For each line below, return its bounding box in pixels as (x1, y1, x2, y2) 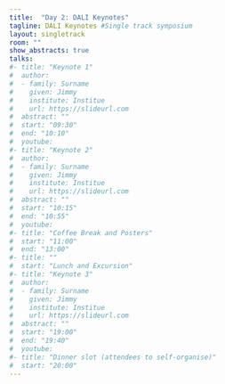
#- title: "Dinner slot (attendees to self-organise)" (9, 353, 217, 362)
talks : (9, 54, 34, 63)
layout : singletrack (9, 29, 86, 38)
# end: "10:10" (9, 129, 69, 138)
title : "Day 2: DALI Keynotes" (9, 12, 129, 22)
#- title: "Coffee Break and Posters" (9, 228, 153, 237)
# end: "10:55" (9, 211, 69, 221)
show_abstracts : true (9, 46, 90, 55)
